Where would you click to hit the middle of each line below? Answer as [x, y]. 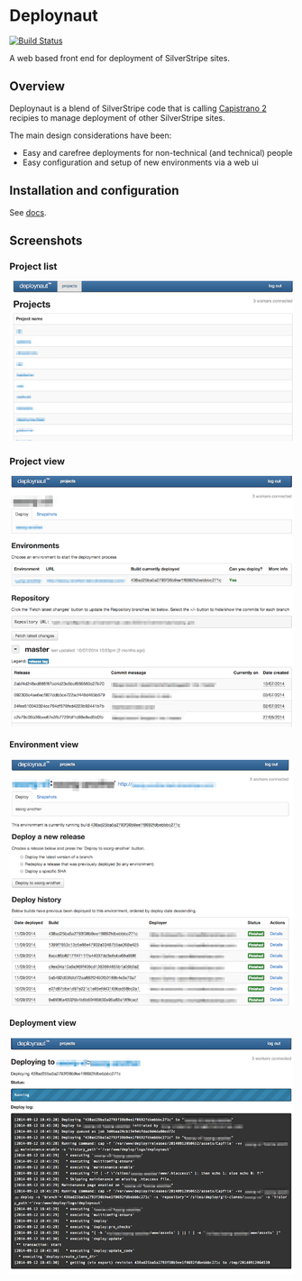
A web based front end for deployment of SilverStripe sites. [119, 58]
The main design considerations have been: [91, 135]
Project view [37, 461]
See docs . [28, 212]
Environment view [44, 745]
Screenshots [46, 240]
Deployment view [43, 1023]
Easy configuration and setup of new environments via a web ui [140, 162]
